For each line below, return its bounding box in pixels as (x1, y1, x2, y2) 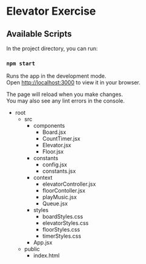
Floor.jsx (42, 148, 64, 155)
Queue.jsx (42, 200, 68, 207)
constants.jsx (42, 167, 76, 175)
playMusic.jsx (42, 194, 77, 201)
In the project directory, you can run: (6, 45, 98, 52)
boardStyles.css (42, 213, 83, 221)
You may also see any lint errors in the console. (6, 97, 125, 105)
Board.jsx (42, 128, 66, 136)
